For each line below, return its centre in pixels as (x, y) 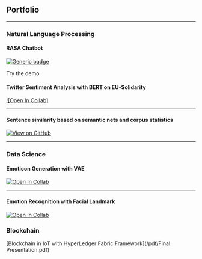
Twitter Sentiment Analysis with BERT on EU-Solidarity (76, 87)
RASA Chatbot (25, 48)
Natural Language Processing (50, 34)
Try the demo (23, 73)
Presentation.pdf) (28, 249)
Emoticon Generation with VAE (45, 168)
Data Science (26, 154)
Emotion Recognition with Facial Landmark (61, 201)
